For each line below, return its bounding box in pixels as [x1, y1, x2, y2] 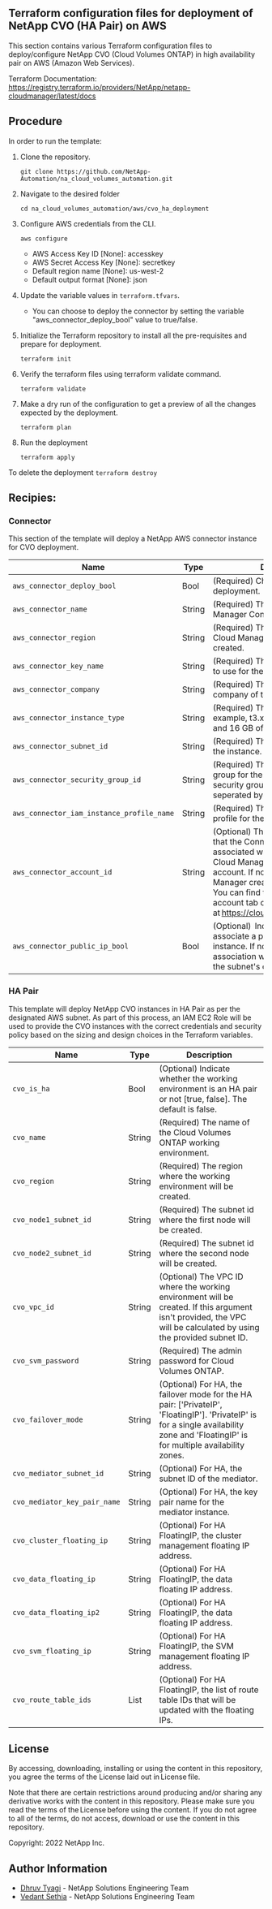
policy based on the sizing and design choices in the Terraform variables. [8, 1030, 253, 1039]
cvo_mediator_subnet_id [12, 1469, 104, 1478]
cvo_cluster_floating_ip [12, 1535, 108, 1545]
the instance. [213, 746, 262, 758]
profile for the [213, 813, 265, 824]
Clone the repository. [19, 152, 91, 162]
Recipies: [8, 491, 57, 505]
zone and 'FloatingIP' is [159, 1429, 249, 1440]
